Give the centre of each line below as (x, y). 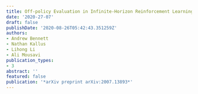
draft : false (22, 22)
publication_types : (30, 60)
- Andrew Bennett (27, 39)
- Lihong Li (21, 50)
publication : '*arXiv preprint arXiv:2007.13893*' (70, 82)
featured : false (26, 76)
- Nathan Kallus (26, 44)
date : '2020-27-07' (30, 17)
